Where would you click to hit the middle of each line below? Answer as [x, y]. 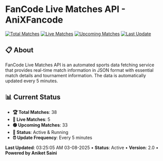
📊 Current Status [33, 97]
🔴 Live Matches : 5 [31, 119]
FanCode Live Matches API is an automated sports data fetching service [80, 65]
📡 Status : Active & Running [40, 132]
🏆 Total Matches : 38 [35, 112]
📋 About [19, 50]
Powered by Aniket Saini [31, 153]
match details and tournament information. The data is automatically [76, 75]
